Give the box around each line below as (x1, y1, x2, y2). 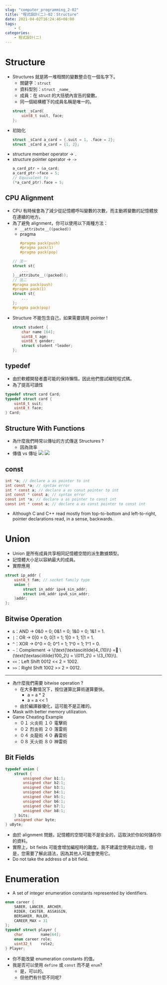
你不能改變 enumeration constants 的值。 (12, 956, 97, 962)
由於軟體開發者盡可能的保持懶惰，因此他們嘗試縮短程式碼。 (12, 375, 135, 381)
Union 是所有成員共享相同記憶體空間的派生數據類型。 (12, 550, 122, 556)
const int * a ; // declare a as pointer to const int (5, 497, 117, 502)
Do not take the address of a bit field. (12, 856, 88, 862)
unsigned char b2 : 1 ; (23, 781, 66, 786)
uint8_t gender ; (21, 338, 55, 344)
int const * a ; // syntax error (5, 483, 70, 488)
